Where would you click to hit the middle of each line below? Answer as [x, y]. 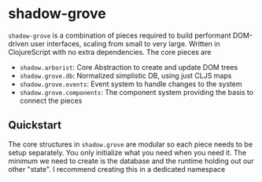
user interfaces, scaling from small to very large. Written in [125, 43]
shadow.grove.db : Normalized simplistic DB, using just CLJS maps [125, 75]
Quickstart [35, 125]
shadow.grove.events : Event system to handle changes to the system [131, 84]
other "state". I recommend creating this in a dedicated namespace [117, 169]
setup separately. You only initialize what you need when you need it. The [127, 152]
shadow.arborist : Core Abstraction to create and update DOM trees [129, 67]
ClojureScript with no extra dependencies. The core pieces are [110, 52]
